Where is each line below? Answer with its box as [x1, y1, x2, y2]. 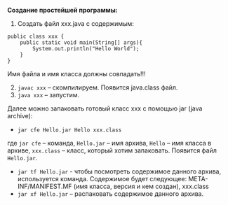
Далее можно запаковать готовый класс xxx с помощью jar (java [7, 104, 203, 113]
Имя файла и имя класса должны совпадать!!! [7, 70, 146, 78]
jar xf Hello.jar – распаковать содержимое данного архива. [17, 190, 204, 198]
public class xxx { [7, 33, 65, 40]
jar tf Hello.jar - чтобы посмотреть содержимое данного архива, [17, 167, 222, 176]
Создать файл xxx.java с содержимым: [17, 20, 135, 27]
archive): [7, 112, 33, 120]
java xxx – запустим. [17, 91, 80, 99]
